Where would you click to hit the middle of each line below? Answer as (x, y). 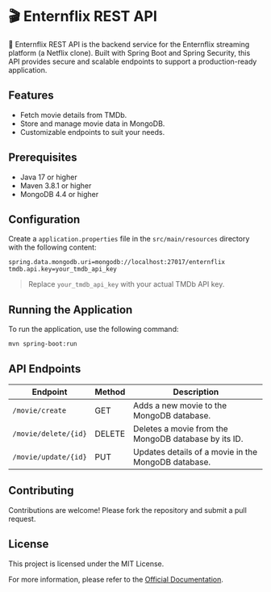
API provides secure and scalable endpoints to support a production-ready (133, 61)
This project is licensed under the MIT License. (86, 564)
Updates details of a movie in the (195, 451)
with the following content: (52, 247)
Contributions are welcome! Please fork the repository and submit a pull (128, 510)
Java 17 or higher (49, 177)
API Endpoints (45, 369)
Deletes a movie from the (180, 428)
